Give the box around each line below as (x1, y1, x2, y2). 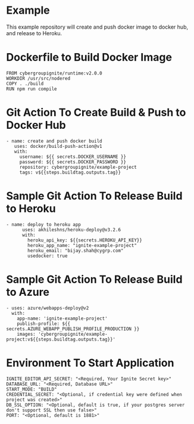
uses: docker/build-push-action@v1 (14, 143, 102, 149)
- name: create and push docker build (6, 138, 102, 144)
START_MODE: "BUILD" (6, 386, 58, 392)
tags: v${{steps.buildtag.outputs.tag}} (19, 169, 121, 175)
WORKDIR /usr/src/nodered (6, 75, 70, 81)
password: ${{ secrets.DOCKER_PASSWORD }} (19, 159, 127, 165)
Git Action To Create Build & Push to (6, 106, 186, 119)
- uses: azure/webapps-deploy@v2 (6, 305, 89, 311)
